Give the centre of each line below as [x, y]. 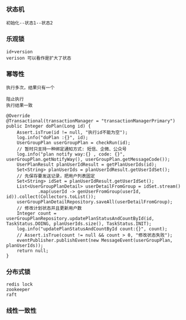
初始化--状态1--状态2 [30, 23]
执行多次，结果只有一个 [30, 88]
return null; [33, 250]
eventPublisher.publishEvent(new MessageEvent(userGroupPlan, [95, 240]
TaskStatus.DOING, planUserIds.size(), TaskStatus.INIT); [79, 224]
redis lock [19, 285]
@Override [18, 116]
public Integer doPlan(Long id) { [49, 126]
